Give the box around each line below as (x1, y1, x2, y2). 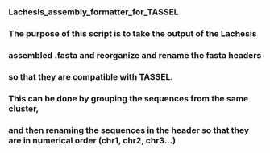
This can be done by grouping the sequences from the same (8, 93, 249, 104)
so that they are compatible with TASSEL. (8, 71, 173, 82)
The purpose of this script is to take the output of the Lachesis (8, 27, 257, 39)
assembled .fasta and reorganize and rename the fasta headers (8, 49, 262, 60)
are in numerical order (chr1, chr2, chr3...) (8, 134, 176, 146)
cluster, (8, 103, 39, 114)
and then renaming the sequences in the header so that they (8, 124, 250, 135)
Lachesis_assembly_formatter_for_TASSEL (8, 6, 179, 18)
